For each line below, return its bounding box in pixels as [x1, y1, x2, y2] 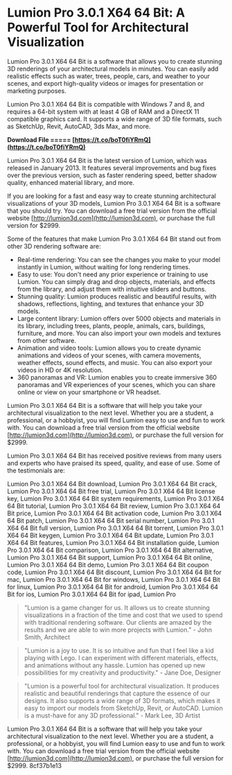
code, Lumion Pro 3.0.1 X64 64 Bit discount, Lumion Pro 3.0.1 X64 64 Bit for [7, 568, 222, 576]
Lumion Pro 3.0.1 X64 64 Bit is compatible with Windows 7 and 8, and [7, 100, 205, 108]
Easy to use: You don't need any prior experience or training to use [17, 270, 208, 278]
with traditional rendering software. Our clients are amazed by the [24, 618, 212, 626]
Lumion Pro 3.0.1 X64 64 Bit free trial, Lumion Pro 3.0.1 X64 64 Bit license [7, 487, 216, 495]
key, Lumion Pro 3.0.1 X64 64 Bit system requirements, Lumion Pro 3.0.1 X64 [7, 494, 224, 503]
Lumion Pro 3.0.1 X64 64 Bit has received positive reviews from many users [7, 452, 222, 460]
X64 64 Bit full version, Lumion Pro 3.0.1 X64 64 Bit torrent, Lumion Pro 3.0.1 [7, 524, 224, 532]
